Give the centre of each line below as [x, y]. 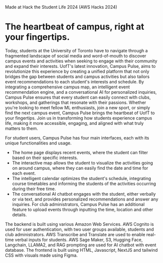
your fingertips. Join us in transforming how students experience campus [79, 118]
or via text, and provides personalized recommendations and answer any [85, 199]
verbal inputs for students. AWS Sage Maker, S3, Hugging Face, [79, 240]
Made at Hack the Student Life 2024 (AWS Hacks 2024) [61, 7]
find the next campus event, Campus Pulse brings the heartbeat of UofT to [80, 113]
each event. [24, 173]
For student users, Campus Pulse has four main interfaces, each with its [77, 138]
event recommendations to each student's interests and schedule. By [75, 81]
